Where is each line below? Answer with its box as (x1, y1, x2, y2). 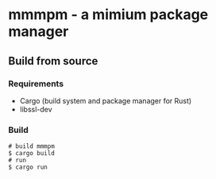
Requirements (8, 78, 64, 89)
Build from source (8, 54, 98, 68)
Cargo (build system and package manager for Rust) (19, 95, 192, 105)
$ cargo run (8, 163, 48, 172)
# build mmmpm (8, 142, 56, 150)
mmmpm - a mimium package (8, 6, 209, 24)
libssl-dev (19, 104, 53, 114)
